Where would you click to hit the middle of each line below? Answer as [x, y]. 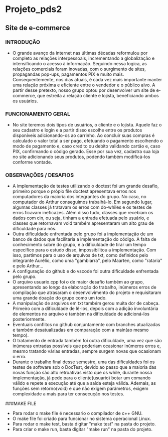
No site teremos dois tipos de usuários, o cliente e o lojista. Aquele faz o [87, 125]
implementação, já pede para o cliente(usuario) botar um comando [81, 378]
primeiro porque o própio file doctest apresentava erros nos [74, 191]
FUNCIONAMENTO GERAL [38, 114]
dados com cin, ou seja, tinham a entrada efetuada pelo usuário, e [81, 218]
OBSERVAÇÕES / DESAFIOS [40, 175]
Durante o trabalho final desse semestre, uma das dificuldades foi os [83, 362]
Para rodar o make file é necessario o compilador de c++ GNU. [77, 413]
